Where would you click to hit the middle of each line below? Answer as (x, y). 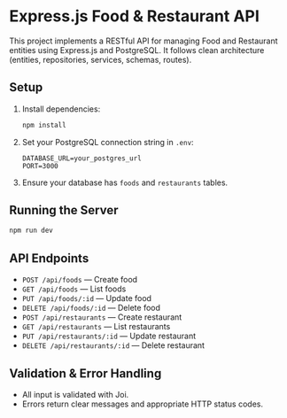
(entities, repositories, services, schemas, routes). (101, 59)
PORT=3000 (40, 166)
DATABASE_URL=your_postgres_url (81, 158)
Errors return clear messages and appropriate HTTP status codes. (143, 404)
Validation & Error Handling (85, 373)
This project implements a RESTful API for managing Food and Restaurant (143, 41)
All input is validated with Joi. (75, 394)
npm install (44, 125)
